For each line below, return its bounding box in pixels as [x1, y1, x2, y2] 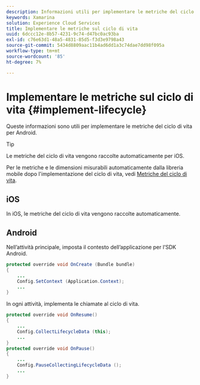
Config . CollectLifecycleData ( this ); [17, 329, 111, 335]
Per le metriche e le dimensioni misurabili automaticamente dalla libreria [6, 164, 184, 171]
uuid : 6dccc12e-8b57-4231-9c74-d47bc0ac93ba [6, 31, 119, 37]
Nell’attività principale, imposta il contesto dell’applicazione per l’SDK [6, 244, 177, 251]
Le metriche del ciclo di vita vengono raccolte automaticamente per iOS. [6, 153, 184, 160]
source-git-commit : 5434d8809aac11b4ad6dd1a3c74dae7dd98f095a [6, 43, 165, 49]
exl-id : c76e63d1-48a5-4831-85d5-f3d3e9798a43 [6, 37, 125, 43]
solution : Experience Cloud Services [6, 20, 101, 26]
